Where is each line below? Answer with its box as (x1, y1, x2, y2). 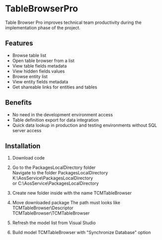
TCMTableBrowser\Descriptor (12, 205, 74, 211)
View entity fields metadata (12, 79, 68, 84)
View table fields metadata (12, 63, 67, 69)
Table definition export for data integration (12, 117, 99, 123)
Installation (5, 142, 41, 150)
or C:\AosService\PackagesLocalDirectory (12, 180, 99, 186)
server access (12, 127, 42, 133)
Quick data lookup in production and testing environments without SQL (12, 122, 157, 128)
